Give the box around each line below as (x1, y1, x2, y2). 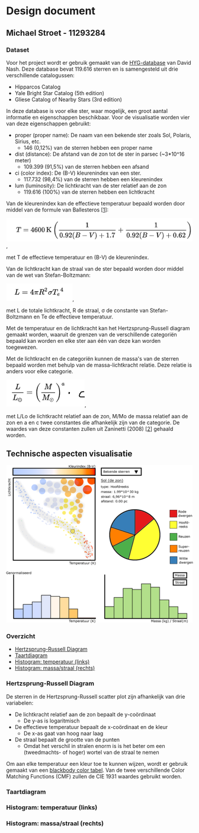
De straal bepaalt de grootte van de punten (14, 736, 120, 743)
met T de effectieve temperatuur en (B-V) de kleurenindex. (6, 254, 149, 261)
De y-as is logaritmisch (23, 717, 80, 724)
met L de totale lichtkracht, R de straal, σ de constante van (6, 307, 149, 314)
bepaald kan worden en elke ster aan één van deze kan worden (6, 337, 161, 344)
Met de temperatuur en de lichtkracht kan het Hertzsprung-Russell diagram (6, 324, 191, 332)
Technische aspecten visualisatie (6, 449, 133, 459)
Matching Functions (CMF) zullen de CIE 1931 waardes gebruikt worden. (6, 772, 182, 780)
